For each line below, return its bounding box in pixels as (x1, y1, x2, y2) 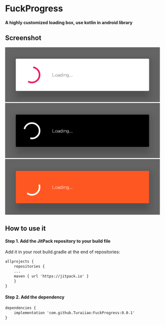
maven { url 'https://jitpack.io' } (14, 274, 89, 279)
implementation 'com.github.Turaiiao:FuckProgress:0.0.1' (14, 311, 135, 316)
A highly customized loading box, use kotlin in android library (5, 19, 133, 25)
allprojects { (5, 259, 34, 264)
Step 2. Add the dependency (5, 294, 65, 300)
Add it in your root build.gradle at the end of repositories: (5, 249, 120, 255)
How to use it (5, 224, 46, 232)
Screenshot (5, 34, 42, 42)
